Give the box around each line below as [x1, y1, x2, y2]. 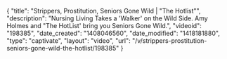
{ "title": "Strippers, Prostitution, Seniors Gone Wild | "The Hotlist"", [6, 7, 201, 15]
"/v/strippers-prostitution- [131, 37, 207, 45]
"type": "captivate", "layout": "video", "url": [6, 37, 131, 45]
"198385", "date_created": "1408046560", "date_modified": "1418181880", [6, 29, 221, 37]
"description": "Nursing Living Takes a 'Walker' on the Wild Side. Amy [6, 14, 208, 22]
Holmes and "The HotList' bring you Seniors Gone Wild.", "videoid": [6, 22, 202, 29]
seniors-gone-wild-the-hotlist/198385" [6, 44, 119, 52]
